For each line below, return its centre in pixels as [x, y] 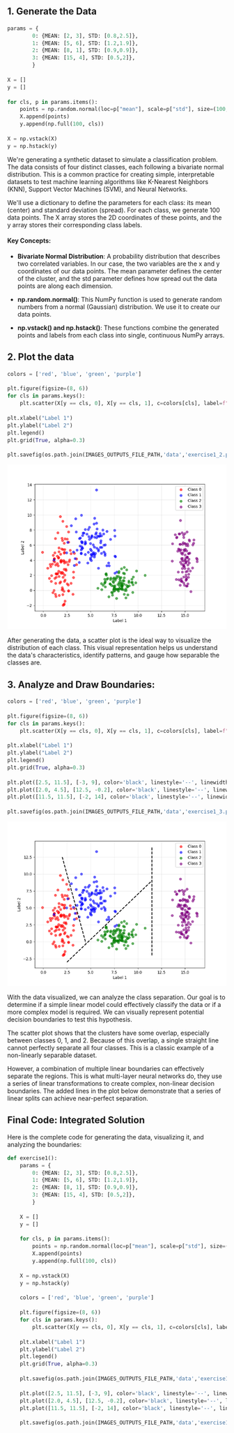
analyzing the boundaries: [45, 1144]
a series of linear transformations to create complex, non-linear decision [111, 1084]
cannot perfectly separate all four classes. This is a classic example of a [110, 1048]
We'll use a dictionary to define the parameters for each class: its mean [109, 202]
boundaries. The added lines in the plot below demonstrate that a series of [114, 1091]
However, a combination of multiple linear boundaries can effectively [106, 1069]
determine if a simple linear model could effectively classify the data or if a [114, 1005]
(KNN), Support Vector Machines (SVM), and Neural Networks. [97, 189]
